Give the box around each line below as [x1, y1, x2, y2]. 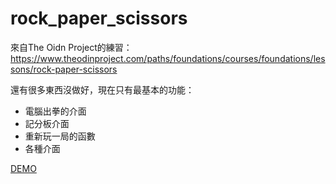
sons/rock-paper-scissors [10, 63, 118, 75]
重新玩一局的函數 [24, 130, 96, 142]
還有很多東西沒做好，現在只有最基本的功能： [10, 83, 195, 96]
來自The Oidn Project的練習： [10, 41, 133, 53]
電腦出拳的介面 [24, 105, 87, 117]
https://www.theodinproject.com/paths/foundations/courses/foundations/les [10, 52, 326, 64]
